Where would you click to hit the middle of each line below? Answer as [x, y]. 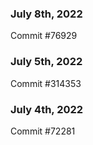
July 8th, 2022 [46, 14]
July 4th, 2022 [47, 109]
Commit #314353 [46, 83]
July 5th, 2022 [46, 62]
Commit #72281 [43, 131]
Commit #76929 [44, 36]
